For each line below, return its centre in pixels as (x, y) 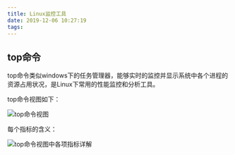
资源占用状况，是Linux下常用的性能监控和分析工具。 (83, 85)
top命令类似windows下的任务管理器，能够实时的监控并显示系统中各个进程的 (118, 75)
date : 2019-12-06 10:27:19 (47, 20)
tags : (15, 27)
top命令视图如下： (34, 99)
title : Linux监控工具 (37, 14)
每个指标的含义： (32, 129)
